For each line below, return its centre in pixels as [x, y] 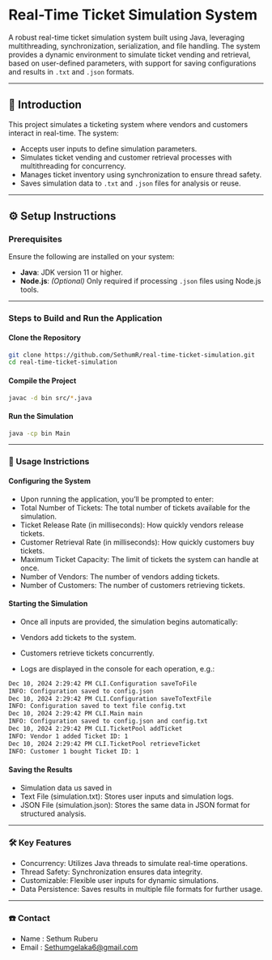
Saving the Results [40, 770]
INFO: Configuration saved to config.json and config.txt [108, 721]
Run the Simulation [41, 416]
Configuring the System [50, 480]
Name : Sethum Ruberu [59, 939]
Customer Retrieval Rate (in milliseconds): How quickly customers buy [137, 542]
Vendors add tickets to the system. [78, 637]
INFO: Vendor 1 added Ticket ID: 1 [68, 736]
